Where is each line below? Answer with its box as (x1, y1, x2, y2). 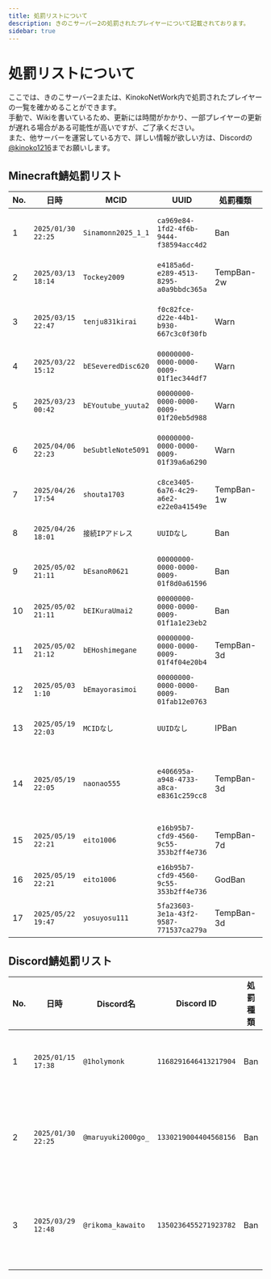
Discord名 (96, 998, 135, 1009)
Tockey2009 (83, 272, 125, 282)
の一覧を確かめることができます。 (8, 103, 121, 112)
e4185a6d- (156, 260, 195, 270)
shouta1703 (83, 490, 125, 500)
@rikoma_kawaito (83, 1220, 145, 1230)
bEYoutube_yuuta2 (83, 401, 150, 411)
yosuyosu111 (83, 914, 129, 922)
